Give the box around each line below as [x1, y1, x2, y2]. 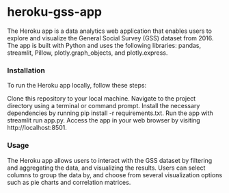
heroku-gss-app [7, 4, 103, 20]
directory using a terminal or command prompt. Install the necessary [7, 102, 200, 110]
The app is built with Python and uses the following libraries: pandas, [7, 41, 202, 49]
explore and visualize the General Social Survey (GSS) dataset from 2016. [7, 34, 214, 42]
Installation [7, 66, 46, 75]
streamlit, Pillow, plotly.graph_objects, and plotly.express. [7, 49, 168, 57]
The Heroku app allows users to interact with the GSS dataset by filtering [7, 156, 213, 164]
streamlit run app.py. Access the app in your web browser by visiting [7, 116, 200, 125]
